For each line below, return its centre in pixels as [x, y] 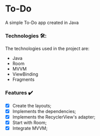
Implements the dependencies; [44, 111]
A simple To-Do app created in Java [42, 22]
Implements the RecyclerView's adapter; [54, 117]
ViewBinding [25, 74]
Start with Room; [30, 122]
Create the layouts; [32, 105]
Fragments [23, 79]
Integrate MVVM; [30, 128]
